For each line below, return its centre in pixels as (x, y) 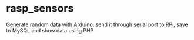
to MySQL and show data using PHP (50, 30)
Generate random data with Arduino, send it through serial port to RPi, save (97, 24)
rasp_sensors (40, 8)
